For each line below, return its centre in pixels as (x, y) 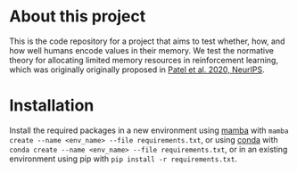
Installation (52, 106)
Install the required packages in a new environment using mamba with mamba (149, 130)
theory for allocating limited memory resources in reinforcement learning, (144, 60)
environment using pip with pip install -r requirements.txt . (124, 159)
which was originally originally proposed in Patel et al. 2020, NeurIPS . (137, 70)
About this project (78, 16)
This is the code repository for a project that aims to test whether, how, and (147, 41)
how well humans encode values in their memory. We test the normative (142, 50)
